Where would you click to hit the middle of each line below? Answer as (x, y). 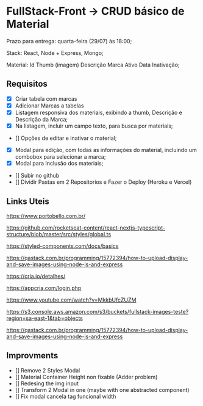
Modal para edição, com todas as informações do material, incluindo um (106, 150)
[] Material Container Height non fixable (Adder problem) (86, 377)
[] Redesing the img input (47, 383)
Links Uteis (28, 201)
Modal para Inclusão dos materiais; (59, 164)
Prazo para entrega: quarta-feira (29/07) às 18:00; (69, 41)
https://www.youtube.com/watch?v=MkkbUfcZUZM (71, 300)
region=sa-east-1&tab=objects (45, 318)
